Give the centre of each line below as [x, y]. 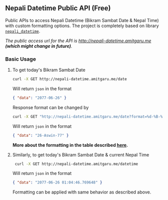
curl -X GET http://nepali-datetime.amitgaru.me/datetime [76, 164]
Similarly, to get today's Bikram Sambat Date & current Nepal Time [81, 154]
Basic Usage [21, 59]
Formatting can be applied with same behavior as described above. [82, 192]
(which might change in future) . [39, 46]
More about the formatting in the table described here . [70, 145]
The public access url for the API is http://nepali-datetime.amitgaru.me [78, 41]
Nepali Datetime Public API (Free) [58, 8]
